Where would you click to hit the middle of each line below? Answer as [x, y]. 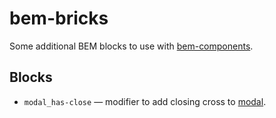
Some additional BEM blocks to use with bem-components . [131, 46]
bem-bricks [59, 18]
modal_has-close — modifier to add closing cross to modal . [145, 101]
